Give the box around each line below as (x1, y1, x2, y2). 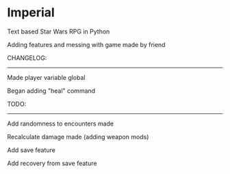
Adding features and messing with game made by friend (7, 40, 166, 48)
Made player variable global (7, 73, 86, 81)
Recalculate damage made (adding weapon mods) (7, 132, 149, 141)
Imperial (7, 5, 55, 20)
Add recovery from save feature (7, 159, 97, 167)
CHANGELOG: (7, 53, 47, 62)
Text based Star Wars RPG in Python (7, 27, 110, 35)
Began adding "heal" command (7, 87, 96, 95)
